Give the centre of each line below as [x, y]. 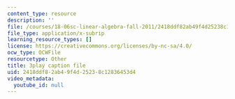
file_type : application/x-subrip [56, 33]
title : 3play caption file [47, 66]
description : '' [31, 20]
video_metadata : [31, 78]
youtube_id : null [39, 85]
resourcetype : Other [37, 59]
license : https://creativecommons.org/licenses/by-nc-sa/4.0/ [100, 46]
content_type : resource [42, 14]
